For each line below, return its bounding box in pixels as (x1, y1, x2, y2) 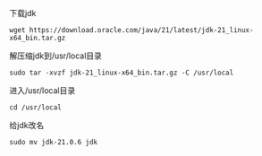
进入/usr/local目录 (9, 85, 76, 96)
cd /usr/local (9, 103, 63, 112)
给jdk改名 (9, 120, 45, 130)
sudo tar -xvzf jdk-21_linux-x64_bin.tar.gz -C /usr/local (9, 68, 234, 77)
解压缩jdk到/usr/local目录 (9, 50, 103, 61)
